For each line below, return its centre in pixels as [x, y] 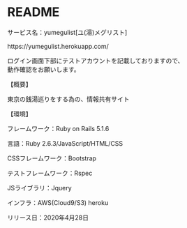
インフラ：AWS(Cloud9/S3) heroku [58, 202]
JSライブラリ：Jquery [39, 188]
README [33, 12]
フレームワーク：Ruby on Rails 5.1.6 [58, 128]
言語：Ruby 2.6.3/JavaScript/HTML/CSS [65, 143]
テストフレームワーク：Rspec [50, 173]
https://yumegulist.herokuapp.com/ [58, 46]
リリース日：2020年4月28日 [48, 218]
